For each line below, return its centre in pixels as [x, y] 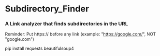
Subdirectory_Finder [47, 9]
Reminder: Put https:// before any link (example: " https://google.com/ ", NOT [80, 34]
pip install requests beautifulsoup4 [39, 48]
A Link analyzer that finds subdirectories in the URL [66, 24]
